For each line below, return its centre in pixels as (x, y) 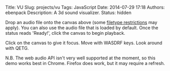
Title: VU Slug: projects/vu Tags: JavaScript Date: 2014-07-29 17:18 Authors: (85, 7)
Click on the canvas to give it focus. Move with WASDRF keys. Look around (84, 43)
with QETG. (17, 48)
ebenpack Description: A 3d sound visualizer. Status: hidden (69, 13)
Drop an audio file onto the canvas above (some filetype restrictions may (81, 22)
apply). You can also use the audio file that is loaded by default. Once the (82, 28)
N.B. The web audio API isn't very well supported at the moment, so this (80, 58)
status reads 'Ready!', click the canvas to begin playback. (65, 33)
